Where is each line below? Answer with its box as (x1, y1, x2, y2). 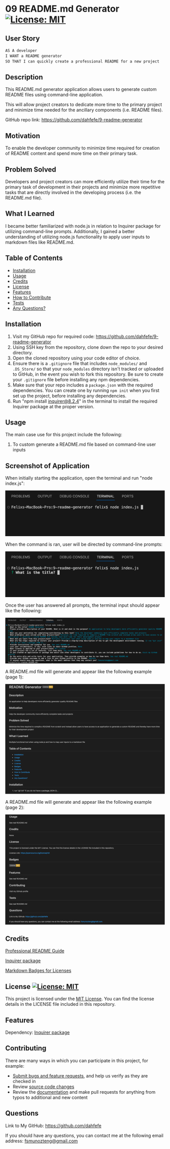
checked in (12, 1078, 36, 1084)
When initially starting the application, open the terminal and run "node (5, 475, 153, 481)
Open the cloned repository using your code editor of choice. (12, 355, 141, 361)
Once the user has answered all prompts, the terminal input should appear (5, 602, 160, 608)
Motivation (5, 132, 40, 140)
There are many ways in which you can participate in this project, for (5, 1057, 148, 1064)
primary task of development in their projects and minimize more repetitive (5, 184, 161, 190)
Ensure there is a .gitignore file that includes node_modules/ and (12, 360, 147, 366)
